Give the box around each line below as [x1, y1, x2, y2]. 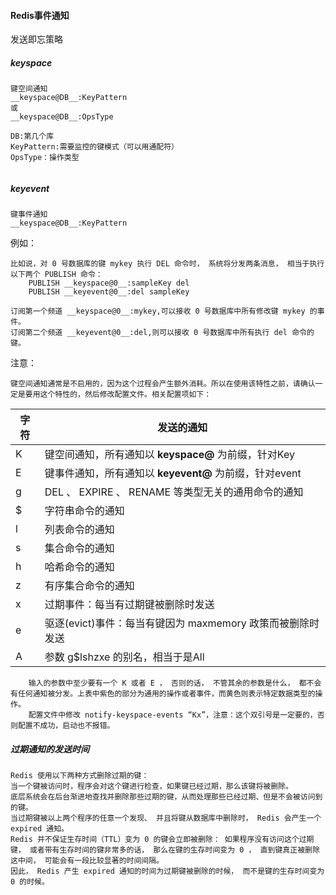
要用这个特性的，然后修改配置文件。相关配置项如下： [24, 390, 212, 400]
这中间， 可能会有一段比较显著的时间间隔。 [10, 856, 164, 866]
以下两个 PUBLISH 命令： [10, 270, 103, 280]
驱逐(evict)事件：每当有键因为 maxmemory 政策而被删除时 [44, 616, 320, 630]
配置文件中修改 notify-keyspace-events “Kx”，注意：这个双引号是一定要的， [28, 710, 318, 720]
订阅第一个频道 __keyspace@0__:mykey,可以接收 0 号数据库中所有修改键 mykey [10, 306, 306, 317]
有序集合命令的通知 [44, 579, 135, 593]
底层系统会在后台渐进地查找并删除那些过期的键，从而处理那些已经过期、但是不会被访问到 [10, 792, 323, 802]
